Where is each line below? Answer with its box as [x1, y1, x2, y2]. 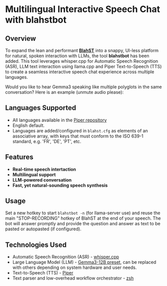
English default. [12, 122, 45, 128]
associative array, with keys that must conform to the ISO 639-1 [12, 133, 143, 139]
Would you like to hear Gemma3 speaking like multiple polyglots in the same [5, 84, 162, 90]
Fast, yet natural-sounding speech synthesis [12, 182, 108, 188]
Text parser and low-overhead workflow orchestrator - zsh [12, 275, 134, 281]
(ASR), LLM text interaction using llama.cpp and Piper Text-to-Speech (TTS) [5, 64, 162, 69]
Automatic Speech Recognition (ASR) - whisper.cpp [12, 254, 119, 260]
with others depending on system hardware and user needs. [12, 264, 137, 270]
